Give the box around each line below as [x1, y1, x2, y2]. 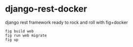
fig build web [5, 29, 34, 33]
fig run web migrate [5, 33, 47, 38]
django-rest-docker [5, 3, 87, 15]
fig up [5, 37, 19, 42]
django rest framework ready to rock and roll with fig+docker [5, 19, 128, 25]
